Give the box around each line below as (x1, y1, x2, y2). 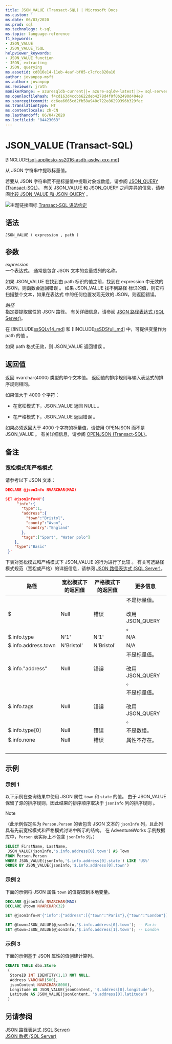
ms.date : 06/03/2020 (5, 17, 50, 22)
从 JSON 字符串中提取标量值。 (5, 167, 70, 173)
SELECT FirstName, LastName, (5, 844, 68, 849)
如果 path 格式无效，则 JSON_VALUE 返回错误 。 (5, 343, 108, 350)
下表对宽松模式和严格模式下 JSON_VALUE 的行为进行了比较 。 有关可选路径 (5, 559, 165, 565)
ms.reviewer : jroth (5, 84, 47, 89)
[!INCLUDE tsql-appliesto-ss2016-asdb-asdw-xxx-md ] (5, 156, 119, 162)
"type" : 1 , (21, 506, 42, 511)
